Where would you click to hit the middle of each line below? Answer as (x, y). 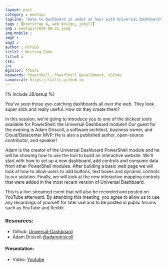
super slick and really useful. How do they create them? (62, 109)
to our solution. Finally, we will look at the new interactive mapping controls (82, 177)
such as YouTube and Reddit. (35, 208)
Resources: (19, 220)
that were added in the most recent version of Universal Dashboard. (75, 182)
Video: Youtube (28, 259)
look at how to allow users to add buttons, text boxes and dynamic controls (82, 171)
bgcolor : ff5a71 (22, 71)
